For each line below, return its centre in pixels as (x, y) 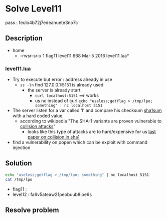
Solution (19, 163)
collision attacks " (38, 126)
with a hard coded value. (38, 116)
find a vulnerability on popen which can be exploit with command (80, 142)
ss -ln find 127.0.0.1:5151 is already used (62, 85)
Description (24, 38)
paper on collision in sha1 (53, 137)
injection (21, 147)
